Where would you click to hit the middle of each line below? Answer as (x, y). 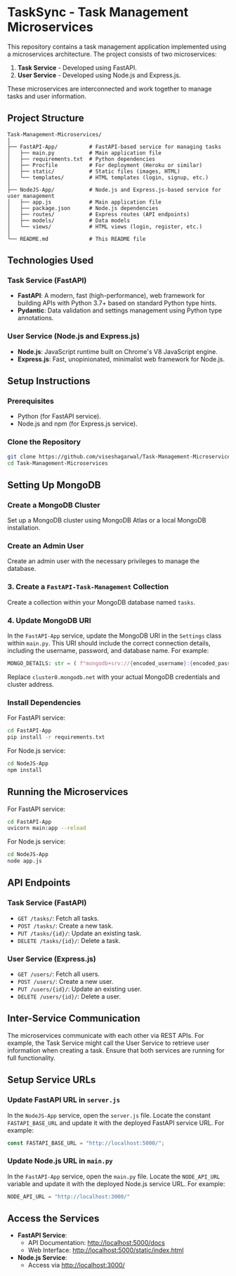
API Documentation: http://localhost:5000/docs (96, 1243)
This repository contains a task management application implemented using (117, 46)
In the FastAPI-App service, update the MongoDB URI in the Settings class (114, 636)
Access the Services (53, 1218)
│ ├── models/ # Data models (69, 221)
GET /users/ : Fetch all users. (59, 974)
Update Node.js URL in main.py (60, 1161)
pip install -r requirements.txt (56, 737)
